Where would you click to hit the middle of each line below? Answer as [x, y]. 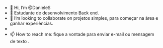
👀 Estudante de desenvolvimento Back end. [54, 13]
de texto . [20, 41]
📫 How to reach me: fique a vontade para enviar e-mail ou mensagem [82, 34]
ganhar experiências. [31, 23]
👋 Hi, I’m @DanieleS [30, 8]
